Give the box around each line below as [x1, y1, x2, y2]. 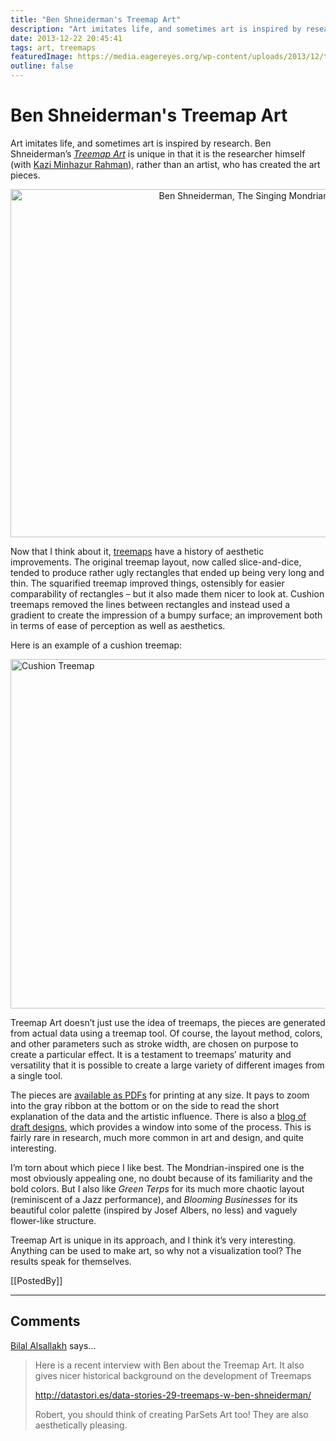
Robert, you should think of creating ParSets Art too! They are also [34, 1408, 309, 1420]
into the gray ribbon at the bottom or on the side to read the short [10, 1099, 280, 1111]
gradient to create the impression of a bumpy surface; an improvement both [10, 609, 323, 621]
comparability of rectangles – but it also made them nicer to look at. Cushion [10, 587, 325, 600]
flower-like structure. [10, 1214, 97, 1226]
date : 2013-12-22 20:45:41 [10, 33, 123, 43]
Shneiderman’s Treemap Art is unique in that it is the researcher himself [10, 147, 306, 160]
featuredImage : [10, 52, 74, 62]
